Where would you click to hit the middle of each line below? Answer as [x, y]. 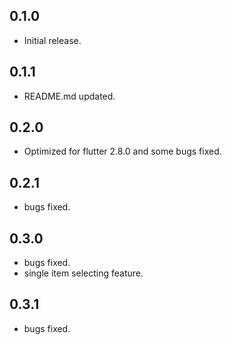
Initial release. [52, 40]
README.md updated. [69, 96]
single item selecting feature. [83, 273]
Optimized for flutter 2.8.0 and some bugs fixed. [122, 151]
